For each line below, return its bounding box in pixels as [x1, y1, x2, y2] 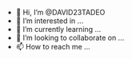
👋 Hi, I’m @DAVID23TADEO [15, 8, 106, 17]
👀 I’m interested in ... [15, 16, 84, 26]
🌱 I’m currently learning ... [15, 25, 102, 33]
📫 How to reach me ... [15, 42, 90, 51]
